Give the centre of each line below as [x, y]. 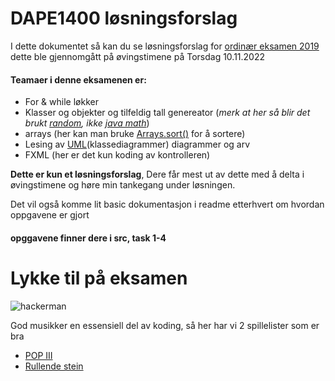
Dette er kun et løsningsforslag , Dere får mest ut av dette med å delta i [157, 174]
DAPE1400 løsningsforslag [124, 18]
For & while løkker [61, 102]
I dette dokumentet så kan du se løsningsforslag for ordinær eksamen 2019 [165, 46]
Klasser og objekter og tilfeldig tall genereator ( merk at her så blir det [167, 113]
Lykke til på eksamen [99, 278]
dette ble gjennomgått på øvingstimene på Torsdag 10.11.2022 [138, 56]
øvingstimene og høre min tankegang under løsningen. [123, 185]
